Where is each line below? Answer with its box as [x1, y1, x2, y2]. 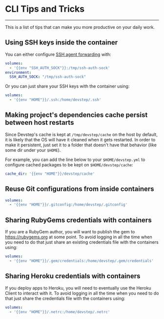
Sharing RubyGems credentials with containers [5, 216, 152, 224]
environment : [5, 70, 32, 75]
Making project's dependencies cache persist [5, 111, 148, 119]
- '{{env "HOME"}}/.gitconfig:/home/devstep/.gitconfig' [9, 202, 128, 207]
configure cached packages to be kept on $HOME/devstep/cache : [5, 161, 133, 167]
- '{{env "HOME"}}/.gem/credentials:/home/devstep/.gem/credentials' [9, 258, 154, 263]
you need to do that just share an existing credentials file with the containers [5, 239, 159, 245]
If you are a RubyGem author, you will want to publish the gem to [5, 229, 135, 235]
